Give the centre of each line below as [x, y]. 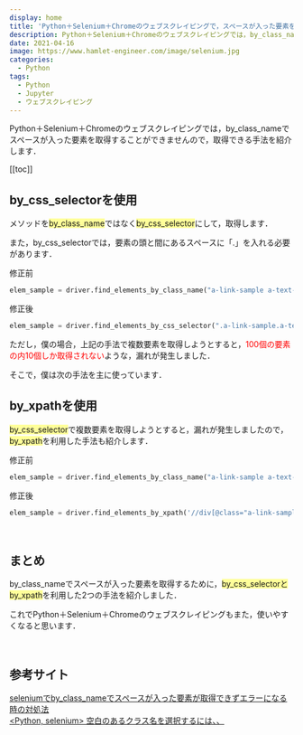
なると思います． [49, 626]
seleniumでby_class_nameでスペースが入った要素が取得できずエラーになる [148, 698]
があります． [33, 254]
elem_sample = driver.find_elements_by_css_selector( [113, 326]
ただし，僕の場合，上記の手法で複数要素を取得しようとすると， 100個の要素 [150, 344]
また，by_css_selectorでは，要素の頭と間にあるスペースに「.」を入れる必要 [150, 243]
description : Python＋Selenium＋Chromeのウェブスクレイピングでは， [130, 34]
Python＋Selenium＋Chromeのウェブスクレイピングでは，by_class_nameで [150, 128]
